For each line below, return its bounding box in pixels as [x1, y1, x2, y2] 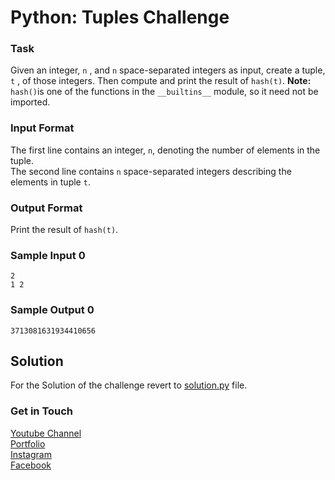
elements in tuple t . [10, 176, 91, 188]
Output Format [10, 201, 83, 215]
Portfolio [10, 437, 46, 450]
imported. [10, 96, 51, 108]
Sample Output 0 [10, 303, 95, 317]
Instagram [10, 448, 52, 460]
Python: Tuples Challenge [10, 6, 230, 29]
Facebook [10, 459, 52, 471]
